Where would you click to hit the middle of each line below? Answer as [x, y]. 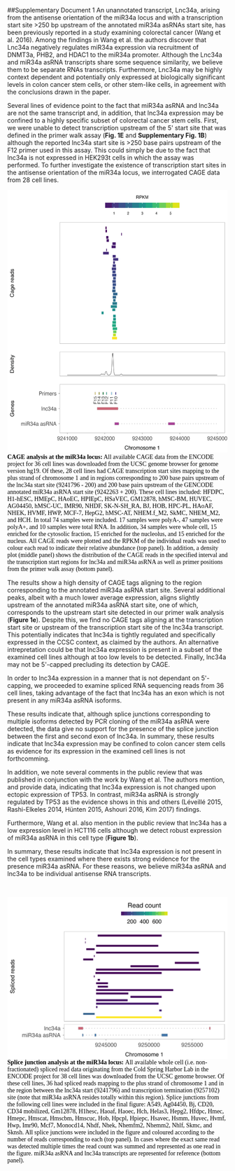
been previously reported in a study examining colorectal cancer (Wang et [114, 32]
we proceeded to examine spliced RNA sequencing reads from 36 [129, 685]
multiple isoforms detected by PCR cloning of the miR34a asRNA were [108, 721]
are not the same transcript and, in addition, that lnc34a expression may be [115, 113]
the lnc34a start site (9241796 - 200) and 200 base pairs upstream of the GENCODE [111, 485]
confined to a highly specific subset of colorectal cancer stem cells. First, [113, 120]
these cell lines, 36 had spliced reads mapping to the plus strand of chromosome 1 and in [115, 1083]
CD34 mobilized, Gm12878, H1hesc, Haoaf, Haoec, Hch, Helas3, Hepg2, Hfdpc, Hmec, [116, 1111]
